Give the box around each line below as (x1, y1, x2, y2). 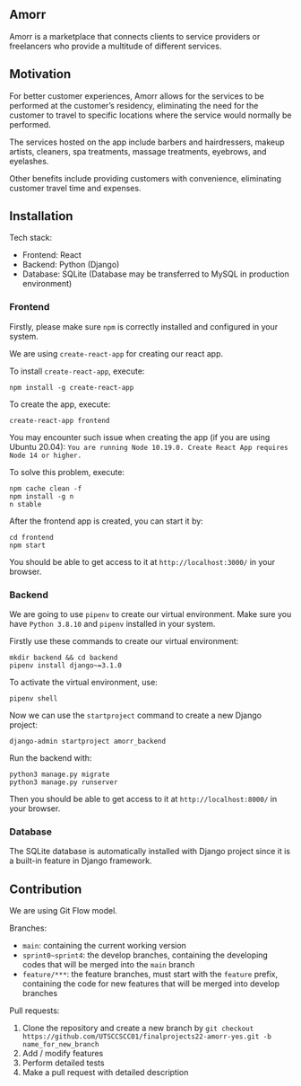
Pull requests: (9, 1005, 60, 1016)
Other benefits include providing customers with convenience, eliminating (9, 172, 282, 183)
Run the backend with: (9, 753, 92, 764)
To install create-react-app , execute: (9, 366, 145, 376)
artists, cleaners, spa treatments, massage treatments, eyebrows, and (9, 146, 267, 156)
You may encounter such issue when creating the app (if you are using (9, 431, 271, 443)
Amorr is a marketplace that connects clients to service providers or (9, 31, 261, 41)
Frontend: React (21, 250, 82, 260)
